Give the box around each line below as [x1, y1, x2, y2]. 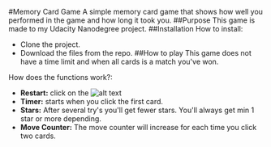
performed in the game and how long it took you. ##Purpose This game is [8, 15, 256, 25]
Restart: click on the [19, 88, 89, 98]
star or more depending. [19, 114, 101, 124]
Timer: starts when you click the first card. [19, 97, 164, 106]
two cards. [19, 131, 57, 141]
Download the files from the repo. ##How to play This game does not [19, 48, 252, 57]
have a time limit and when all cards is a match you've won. [19, 57, 219, 66]
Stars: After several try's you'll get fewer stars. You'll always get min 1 [19, 105, 255, 115]
